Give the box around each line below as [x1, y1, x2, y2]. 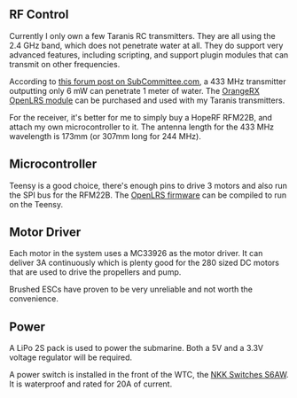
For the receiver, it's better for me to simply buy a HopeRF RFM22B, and [9, 112, 273, 122]
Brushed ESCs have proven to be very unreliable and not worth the [9, 284, 254, 295]
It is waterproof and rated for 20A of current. [9, 378, 173, 389]
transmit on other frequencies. [9, 59, 121, 69]
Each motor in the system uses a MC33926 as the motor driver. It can [9, 248, 263, 259]
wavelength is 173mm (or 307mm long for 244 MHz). [9, 130, 201, 141]
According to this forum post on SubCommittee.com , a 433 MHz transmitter [9, 75, 286, 87]
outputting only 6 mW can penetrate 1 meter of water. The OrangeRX [9, 85, 260, 96]
